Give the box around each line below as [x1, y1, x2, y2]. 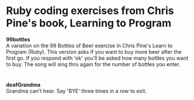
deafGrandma [6, 81, 41, 88]
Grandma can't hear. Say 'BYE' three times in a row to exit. [6, 88, 147, 95]
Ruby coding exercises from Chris [6, 4, 174, 18]
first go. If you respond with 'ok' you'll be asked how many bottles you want [6, 54, 189, 61]
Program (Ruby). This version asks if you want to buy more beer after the [6, 48, 182, 55]
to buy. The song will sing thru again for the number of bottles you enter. [6, 60, 181, 68]
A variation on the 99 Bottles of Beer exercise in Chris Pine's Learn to [6, 42, 173, 49]
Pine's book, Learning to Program [6, 16, 171, 30]
